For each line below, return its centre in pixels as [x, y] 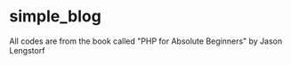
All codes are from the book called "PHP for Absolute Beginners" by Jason [146, 41]
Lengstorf [27, 50]
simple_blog [56, 16]
